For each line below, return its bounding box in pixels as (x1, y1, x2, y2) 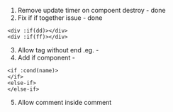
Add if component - (17, 53, 76, 62)
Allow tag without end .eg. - (17, 46, 99, 54)
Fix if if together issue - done (17, 13, 103, 22)
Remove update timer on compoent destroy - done (17, 6, 166, 14)
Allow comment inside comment (17, 99, 112, 106)
